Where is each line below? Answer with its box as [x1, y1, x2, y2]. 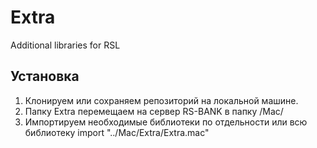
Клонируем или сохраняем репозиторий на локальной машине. [24, 94, 299, 106]
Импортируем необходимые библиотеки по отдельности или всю [24, 116, 308, 128]
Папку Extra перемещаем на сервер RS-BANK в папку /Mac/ [24, 105, 284, 117]
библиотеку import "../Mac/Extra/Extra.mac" [24, 126, 210, 138]
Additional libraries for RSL [10, 39, 121, 51]
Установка [10, 68, 80, 85]
